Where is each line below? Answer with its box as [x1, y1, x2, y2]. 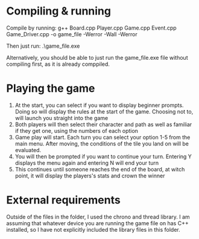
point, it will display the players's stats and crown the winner [14, 172, 165, 179]
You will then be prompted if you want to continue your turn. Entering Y [14, 153, 192, 160]
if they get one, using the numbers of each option [14, 127, 139, 134]
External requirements [6, 193, 121, 207]
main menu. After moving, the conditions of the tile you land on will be [14, 140, 189, 147]
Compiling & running [6, 4, 112, 18]
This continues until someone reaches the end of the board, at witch [14, 165, 185, 173]
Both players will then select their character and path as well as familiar [14, 121, 192, 128]
